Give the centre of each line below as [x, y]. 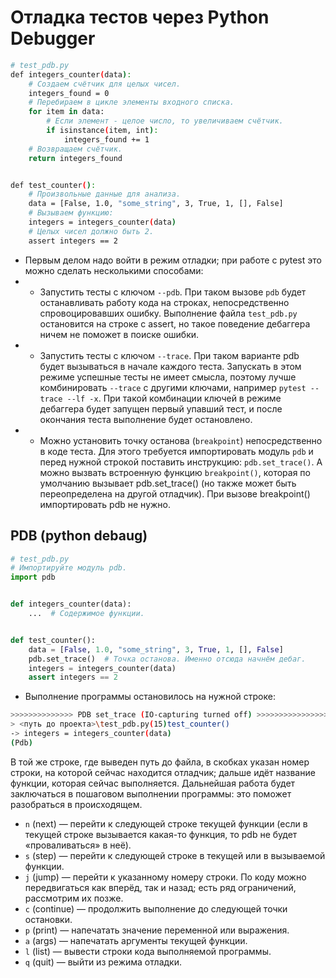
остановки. [48, 919]
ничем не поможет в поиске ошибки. [119, 334]
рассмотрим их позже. [74, 898]
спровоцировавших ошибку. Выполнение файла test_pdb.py [168, 313]
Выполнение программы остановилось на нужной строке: [150, 697]
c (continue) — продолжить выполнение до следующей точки [156, 908]
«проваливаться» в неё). [78, 845]
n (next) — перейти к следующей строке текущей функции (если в [166, 823]
